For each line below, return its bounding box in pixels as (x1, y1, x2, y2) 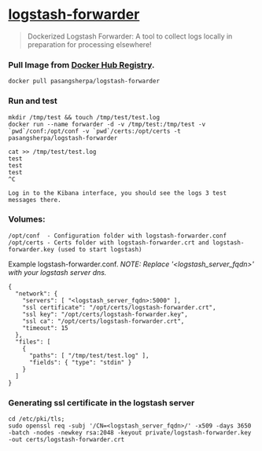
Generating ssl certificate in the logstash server (8, 397, 195, 408)
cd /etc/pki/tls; (8, 415, 65, 423)
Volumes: (8, 214, 46, 225)
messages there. (8, 196, 61, 203)
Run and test (8, 96, 57, 107)
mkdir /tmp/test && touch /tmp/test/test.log (8, 113, 160, 121)
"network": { (15, 289, 58, 298)
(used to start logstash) (57, 245, 143, 253)
